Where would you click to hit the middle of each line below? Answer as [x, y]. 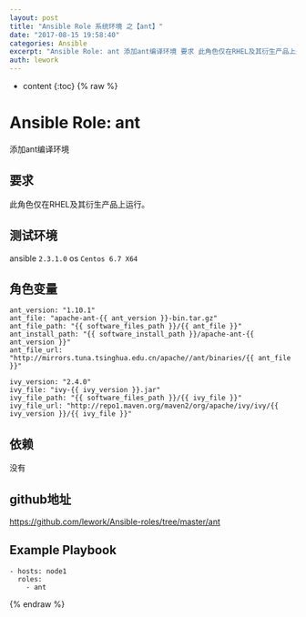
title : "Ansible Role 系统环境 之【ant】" [87, 26]
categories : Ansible [49, 43]
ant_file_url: [36, 350]
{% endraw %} [37, 604]
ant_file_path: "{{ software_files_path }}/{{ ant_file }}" [126, 327]
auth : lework [34, 60]
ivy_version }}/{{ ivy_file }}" [71, 414]
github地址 [41, 499]
